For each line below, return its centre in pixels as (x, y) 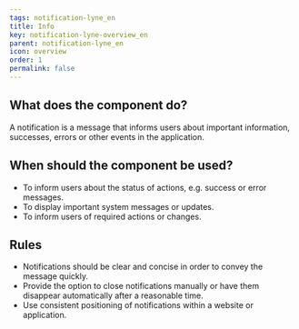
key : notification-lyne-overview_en (79, 35)
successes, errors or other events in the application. (107, 136)
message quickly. (55, 276)
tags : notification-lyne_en (63, 18)
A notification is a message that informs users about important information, (150, 127)
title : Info (32, 26)
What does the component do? (99, 105)
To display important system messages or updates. (118, 206)
